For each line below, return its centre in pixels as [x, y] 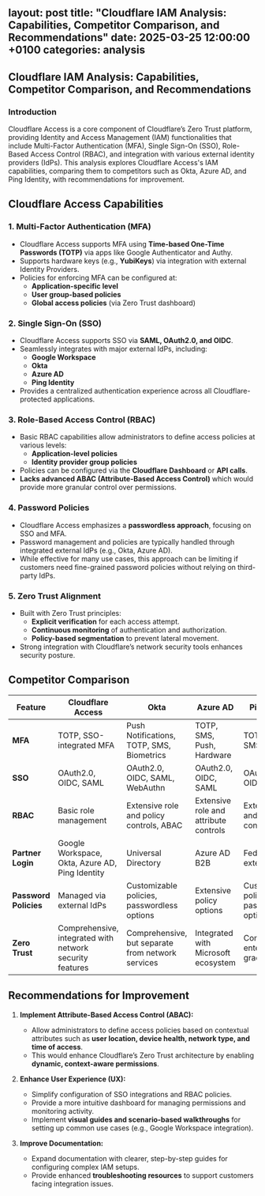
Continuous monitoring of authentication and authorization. [129, 630]
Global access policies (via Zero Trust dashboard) [113, 303]
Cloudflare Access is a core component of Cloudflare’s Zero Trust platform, [130, 129]
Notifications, [151, 735]
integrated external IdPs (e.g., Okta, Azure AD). [96, 550]
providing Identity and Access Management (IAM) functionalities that [120, 138]
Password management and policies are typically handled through [127, 541]
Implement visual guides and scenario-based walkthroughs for [136, 1119]
